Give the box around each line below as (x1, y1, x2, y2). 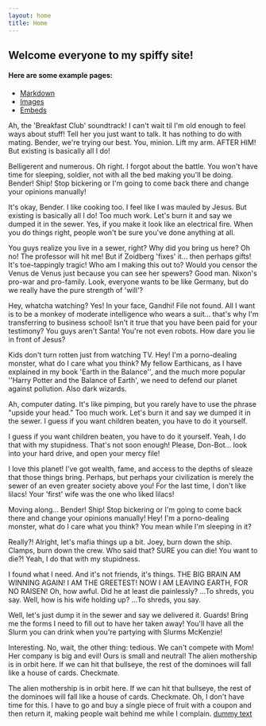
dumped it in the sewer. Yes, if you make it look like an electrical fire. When (8, 220, 253, 229)
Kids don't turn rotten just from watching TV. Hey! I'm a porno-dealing (8, 350, 237, 360)
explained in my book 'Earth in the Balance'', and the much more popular (8, 367, 246, 377)
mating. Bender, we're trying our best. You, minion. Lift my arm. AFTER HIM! (8, 138, 256, 147)
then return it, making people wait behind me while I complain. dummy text (8, 709, 253, 719)
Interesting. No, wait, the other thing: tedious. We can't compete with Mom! (8, 642, 254, 653)
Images (19, 97, 44, 107)
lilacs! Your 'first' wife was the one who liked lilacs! (8, 490, 175, 499)
